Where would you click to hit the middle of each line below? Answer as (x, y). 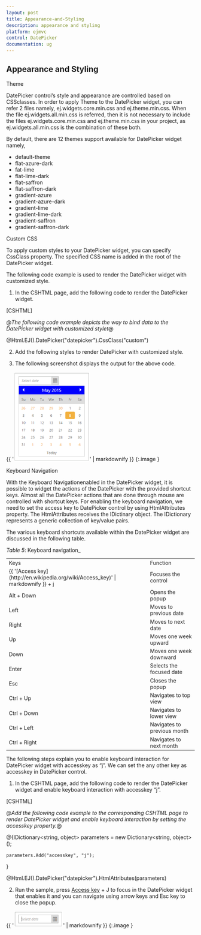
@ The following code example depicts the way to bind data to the (87, 322)
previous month (169, 731)
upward (159, 642)
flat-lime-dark (32, 176)
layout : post (22, 13)
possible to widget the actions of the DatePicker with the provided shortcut (99, 488)
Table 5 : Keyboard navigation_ (43, 550)
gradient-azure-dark (40, 202)
